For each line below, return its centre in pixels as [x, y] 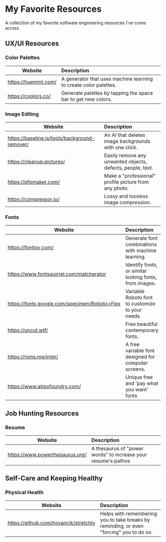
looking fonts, [141, 277]
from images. [141, 284]
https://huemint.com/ [32, 82]
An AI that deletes [125, 135]
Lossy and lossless [126, 196]
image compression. [128, 202]
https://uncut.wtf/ [28, 331]
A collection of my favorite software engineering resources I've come [76, 23]
